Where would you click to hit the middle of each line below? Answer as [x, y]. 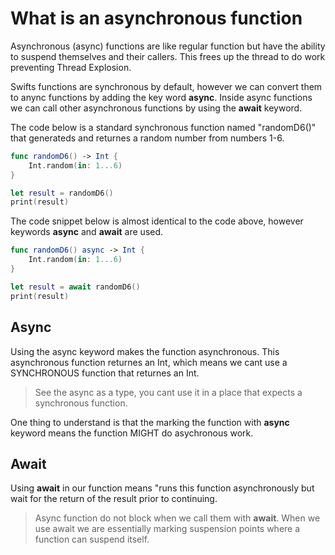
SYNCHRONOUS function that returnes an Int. [105, 373]
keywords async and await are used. [87, 232]
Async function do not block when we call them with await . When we [177, 518]
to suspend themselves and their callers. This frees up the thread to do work [168, 56]
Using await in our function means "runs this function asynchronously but [162, 488]
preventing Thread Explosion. [71, 67]
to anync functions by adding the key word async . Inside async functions [161, 97]
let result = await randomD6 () [75, 287]
